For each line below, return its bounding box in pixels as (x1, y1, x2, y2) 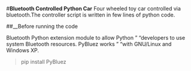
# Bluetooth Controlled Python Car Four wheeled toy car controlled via (6, 5, 181, 12)
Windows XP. (6, 47, 40, 54)
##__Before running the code (6, 23, 78, 30)
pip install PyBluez (20, 59, 66, 65)
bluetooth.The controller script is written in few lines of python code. (6, 11, 175, 18)
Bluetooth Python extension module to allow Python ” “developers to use (6, 34, 186, 41)
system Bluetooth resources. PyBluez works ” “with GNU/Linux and (6, 41, 172, 47)
